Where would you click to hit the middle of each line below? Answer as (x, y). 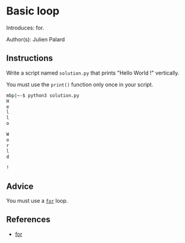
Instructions (30, 58)
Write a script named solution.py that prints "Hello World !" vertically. (93, 73)
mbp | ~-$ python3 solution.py (43, 95)
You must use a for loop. (37, 201)
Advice (20, 186)
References (28, 220)
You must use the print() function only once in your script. (80, 84)
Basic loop (33, 11)
